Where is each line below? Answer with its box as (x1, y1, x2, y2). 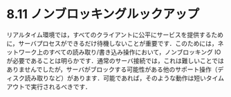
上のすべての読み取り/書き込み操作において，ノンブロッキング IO (36, 48, 221, 56)
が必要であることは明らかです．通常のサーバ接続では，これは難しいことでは (6, 56, 224, 64)
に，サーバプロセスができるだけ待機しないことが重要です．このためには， (6, 39, 219, 47)
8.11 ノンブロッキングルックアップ (6, 6, 200, 22)
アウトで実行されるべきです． (6, 82, 91, 91)
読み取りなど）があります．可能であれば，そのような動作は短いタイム (24, 73, 225, 82)
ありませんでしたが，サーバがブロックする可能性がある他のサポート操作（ (6, 65, 218, 73)
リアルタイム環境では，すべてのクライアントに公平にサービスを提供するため (6, 30, 224, 39)
